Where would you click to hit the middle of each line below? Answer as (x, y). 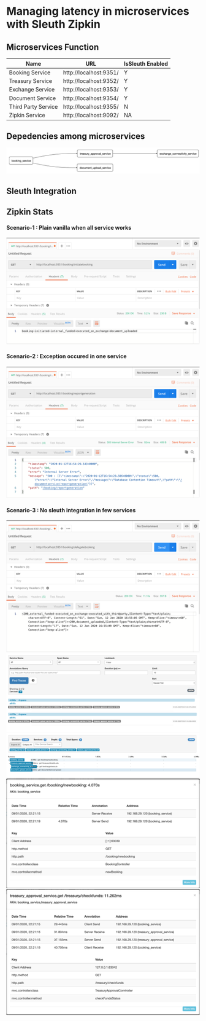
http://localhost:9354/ (91, 98)
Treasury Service (31, 81)
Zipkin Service (27, 115)
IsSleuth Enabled (146, 63)
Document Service (32, 98)
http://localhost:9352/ (91, 81)
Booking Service (30, 72)
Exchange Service (32, 90)
